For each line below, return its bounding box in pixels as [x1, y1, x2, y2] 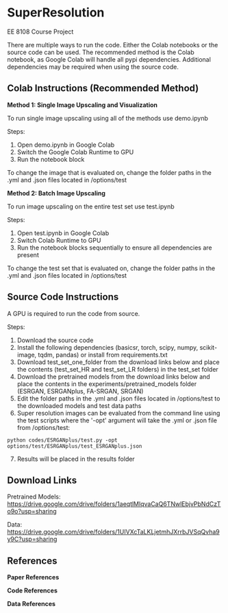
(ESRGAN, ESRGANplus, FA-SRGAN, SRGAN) [16, 387, 144, 395]
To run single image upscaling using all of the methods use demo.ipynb [7, 114, 209, 122]
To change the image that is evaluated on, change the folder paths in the [7, 168, 212, 176]
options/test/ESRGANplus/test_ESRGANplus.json [7, 442, 142, 450]
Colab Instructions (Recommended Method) [7, 82, 199, 94]
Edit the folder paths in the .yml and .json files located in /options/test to [16, 394, 220, 402]
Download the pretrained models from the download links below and [16, 372, 210, 381]
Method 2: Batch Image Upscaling [7, 189, 106, 197]
